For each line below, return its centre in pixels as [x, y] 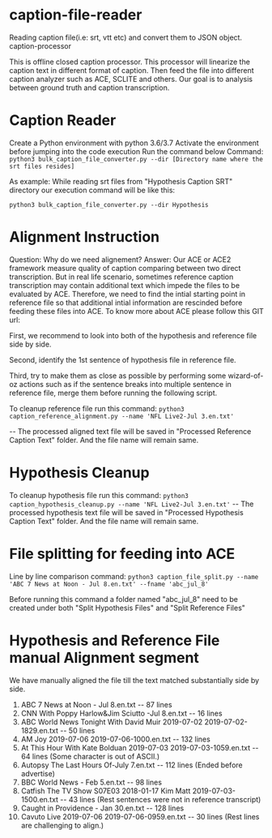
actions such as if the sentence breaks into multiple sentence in [125, 384]
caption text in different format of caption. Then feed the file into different [132, 70]
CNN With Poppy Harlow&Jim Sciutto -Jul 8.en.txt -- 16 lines [121, 713]
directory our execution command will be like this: [92, 190]
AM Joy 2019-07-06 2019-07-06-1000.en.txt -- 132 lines [116, 739]
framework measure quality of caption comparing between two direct [125, 268]
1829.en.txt [40, 730]
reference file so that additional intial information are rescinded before [126, 303]
